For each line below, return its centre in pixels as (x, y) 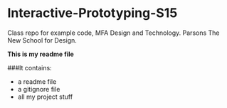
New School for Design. (42, 40)
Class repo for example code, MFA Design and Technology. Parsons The (114, 33)
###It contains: (30, 67)
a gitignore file (39, 89)
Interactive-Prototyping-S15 (93, 13)
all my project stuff (45, 97)
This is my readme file (41, 54)
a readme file (37, 81)
